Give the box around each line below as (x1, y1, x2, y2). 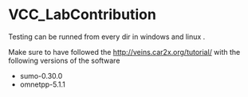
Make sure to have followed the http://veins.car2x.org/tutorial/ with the (8, 47, 241, 56)
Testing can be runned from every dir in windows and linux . (8, 32, 206, 41)
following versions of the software (8, 56, 120, 65)
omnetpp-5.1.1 (19, 80, 66, 89)
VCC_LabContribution (8, 6, 157, 24)
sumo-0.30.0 (19, 71, 63, 80)
